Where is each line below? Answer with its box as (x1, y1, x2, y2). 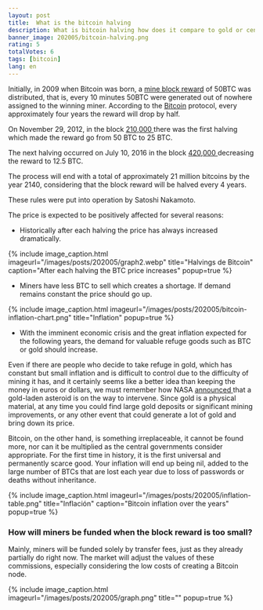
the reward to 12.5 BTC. (8, 156, 84, 166)
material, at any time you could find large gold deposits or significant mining (8, 401, 253, 411)
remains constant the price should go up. (19, 289, 153, 298)
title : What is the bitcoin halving (8, 19, 131, 27)
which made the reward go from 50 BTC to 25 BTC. (8, 133, 173, 142)
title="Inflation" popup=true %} (73, 312, 175, 322)
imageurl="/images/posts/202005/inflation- (109, 490, 252, 499)
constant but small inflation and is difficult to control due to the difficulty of (8, 368, 249, 378)
